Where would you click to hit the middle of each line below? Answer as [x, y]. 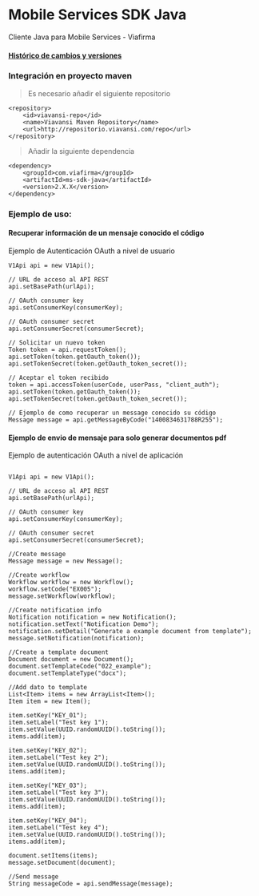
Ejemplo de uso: [40, 214]
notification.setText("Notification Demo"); [84, 624]
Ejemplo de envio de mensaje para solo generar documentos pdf [118, 438]
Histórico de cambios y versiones [65, 55]
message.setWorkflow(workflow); [62, 596]
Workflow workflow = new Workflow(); [71, 583]
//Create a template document [59, 652]
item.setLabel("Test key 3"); [59, 793]
